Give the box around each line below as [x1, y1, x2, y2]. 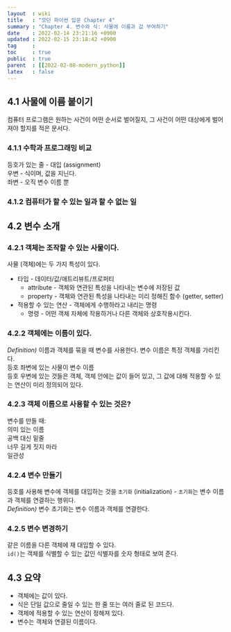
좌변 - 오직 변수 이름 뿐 [7, 178, 69, 186]
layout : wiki [7, 10, 51, 17]
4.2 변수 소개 [7, 220, 60, 232]
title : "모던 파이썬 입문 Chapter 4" [7, 17, 116, 24]
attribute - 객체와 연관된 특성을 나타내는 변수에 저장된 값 [27, 283, 180, 292]
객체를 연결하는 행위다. [14, 496, 76, 504]
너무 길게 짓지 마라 [7, 442, 58, 451]
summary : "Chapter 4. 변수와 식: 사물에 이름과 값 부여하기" [7, 23, 169, 30]
